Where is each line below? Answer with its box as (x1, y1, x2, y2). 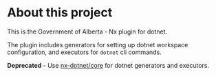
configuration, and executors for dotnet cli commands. (7, 48, 162, 56)
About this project (7, 5, 113, 21)
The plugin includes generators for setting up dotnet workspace (7, 40, 188, 49)
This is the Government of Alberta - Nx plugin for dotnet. (7, 27, 168, 36)
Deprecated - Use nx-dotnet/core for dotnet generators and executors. (7, 61, 210, 69)
